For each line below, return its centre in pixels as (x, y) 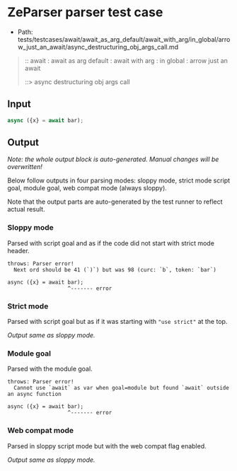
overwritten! (25, 167)
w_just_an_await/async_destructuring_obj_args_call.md (98, 47)
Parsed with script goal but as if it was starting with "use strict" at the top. (117, 322)
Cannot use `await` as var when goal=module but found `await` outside (122, 388)
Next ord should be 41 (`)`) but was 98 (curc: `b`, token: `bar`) (115, 269)
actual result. (26, 209)
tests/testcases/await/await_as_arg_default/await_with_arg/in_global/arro (124, 39)
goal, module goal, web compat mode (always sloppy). (87, 188)
